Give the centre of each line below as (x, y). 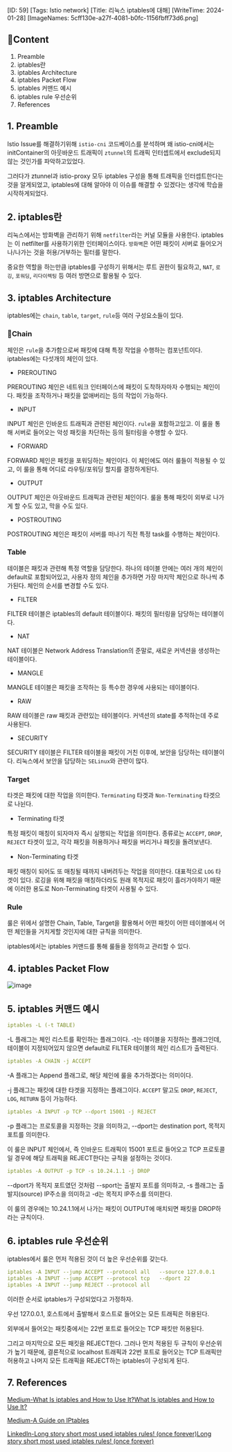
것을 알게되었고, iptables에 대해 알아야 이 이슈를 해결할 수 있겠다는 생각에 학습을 (115, 184)
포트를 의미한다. (29, 1134)
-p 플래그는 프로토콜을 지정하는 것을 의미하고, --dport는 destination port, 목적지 (116, 1126)
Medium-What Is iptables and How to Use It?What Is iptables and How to (111, 1399)
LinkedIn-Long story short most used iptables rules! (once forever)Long (109, 1433)
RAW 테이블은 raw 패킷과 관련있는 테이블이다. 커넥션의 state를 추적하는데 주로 (113, 715)
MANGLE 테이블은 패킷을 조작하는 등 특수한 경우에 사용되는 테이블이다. (103, 687)
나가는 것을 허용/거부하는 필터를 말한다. (68, 252)
